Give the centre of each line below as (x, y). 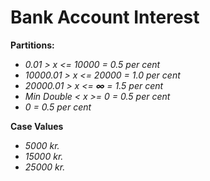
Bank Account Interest (105, 17)
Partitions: (32, 45)
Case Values (37, 126)
